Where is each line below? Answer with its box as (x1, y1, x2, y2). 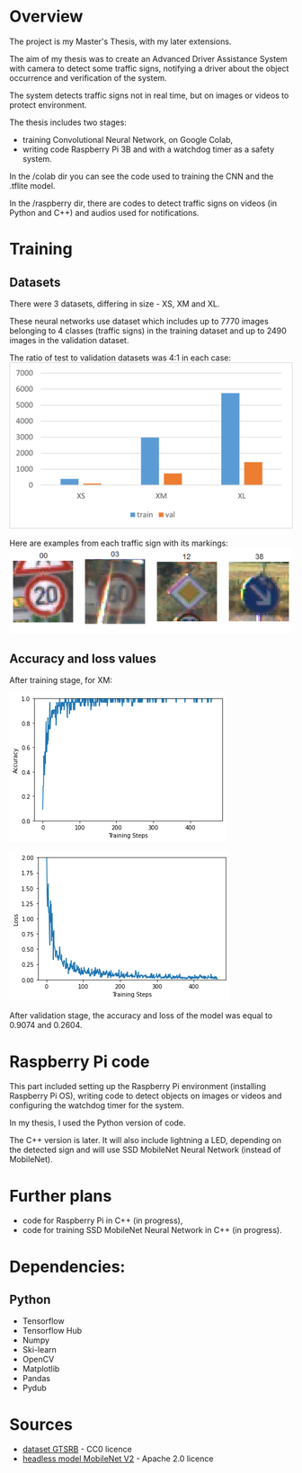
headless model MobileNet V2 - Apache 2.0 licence (22, 1453, 214, 1464)
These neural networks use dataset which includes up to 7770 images (9, 315, 270, 326)
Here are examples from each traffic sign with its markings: (9, 537, 229, 548)
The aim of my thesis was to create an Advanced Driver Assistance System (9, 53, 288, 64)
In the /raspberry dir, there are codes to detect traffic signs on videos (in (9, 198, 278, 209)
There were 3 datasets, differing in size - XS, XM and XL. (9, 298, 220, 309)
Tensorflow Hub (22, 1326, 83, 1336)
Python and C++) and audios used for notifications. (9, 207, 200, 217)
